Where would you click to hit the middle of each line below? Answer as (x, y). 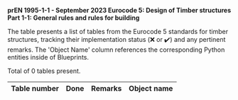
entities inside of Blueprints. (48, 57)
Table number (35, 88)
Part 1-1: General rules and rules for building (74, 18)
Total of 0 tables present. (44, 71)
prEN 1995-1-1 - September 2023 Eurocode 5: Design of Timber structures (119, 10)
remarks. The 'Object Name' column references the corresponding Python (116, 50)
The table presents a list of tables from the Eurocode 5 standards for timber (118, 32)
